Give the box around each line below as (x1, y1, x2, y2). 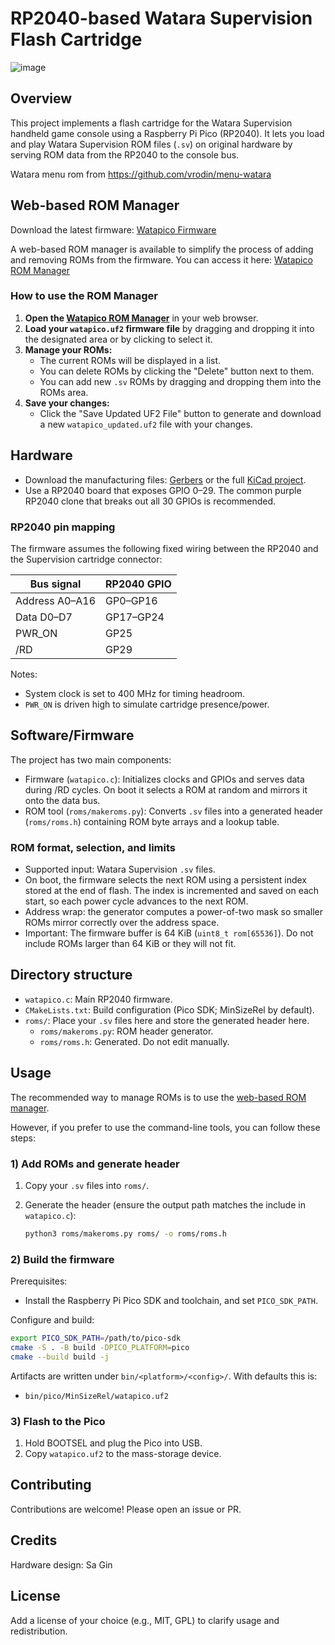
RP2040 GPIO (105, 577, 172, 591)
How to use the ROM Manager (10, 289, 158, 303)
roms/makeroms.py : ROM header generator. (39, 1025, 214, 1037)
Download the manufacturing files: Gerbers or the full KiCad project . (24, 473, 307, 486)
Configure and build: (10, 1314, 95, 1326)
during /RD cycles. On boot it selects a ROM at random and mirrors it (24, 783, 308, 796)
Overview (10, 90, 73, 107)
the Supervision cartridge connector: (10, 553, 163, 565)
